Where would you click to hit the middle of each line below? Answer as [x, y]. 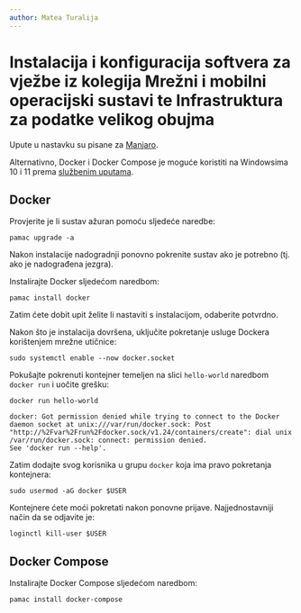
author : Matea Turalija [54, 18]
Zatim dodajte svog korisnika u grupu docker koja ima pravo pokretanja [141, 465]
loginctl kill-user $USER [58, 534]
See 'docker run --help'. [58, 448]
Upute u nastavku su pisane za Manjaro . [84, 144]
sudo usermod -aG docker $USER [68, 491]
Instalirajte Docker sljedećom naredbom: [84, 282]
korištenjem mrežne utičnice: [63, 342]
